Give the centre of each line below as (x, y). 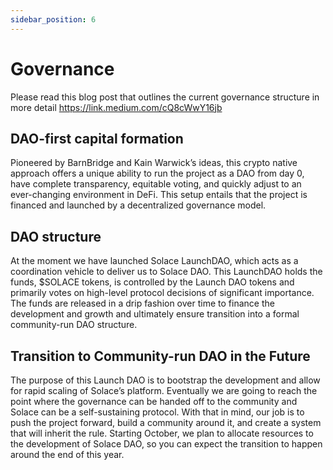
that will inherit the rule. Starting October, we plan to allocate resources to (162, 433)
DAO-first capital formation (97, 138)
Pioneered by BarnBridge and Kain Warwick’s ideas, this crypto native (154, 163)
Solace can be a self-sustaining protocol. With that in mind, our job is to (157, 412)
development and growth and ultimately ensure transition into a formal (155, 314)
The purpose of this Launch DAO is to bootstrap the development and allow (165, 380)
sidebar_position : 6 (53, 19)
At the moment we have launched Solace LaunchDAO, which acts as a (154, 261)
